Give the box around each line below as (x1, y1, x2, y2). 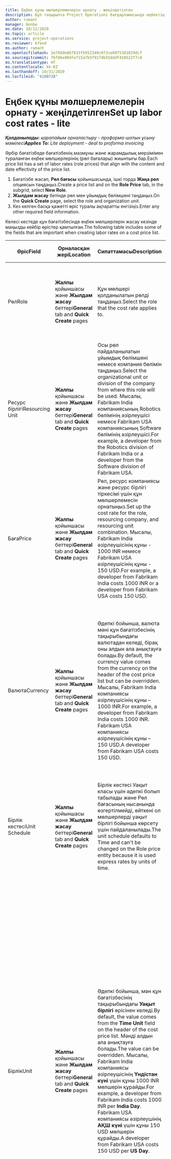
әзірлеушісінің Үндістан (97, 1071, 158, 1078)
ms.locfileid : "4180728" (5, 74, 58, 79)
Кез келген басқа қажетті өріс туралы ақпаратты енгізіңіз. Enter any (12, 203, 160, 209)
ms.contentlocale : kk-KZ (5, 64, 58, 69)
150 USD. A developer (97, 741, 150, 748)
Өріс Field (17, 248, 41, 255)
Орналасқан (58, 245, 90, 252)
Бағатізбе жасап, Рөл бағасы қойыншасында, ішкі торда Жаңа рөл (12, 176, 159, 182)
